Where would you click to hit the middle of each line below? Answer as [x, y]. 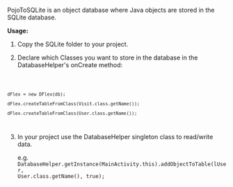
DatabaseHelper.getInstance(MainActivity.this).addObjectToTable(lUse [122, 164]
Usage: [18, 31]
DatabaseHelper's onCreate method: [70, 65]
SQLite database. [32, 17]
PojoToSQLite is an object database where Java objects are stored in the [111, 10]
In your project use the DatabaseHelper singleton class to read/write [115, 136]
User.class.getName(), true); [61, 176]
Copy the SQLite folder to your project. [73, 44]
